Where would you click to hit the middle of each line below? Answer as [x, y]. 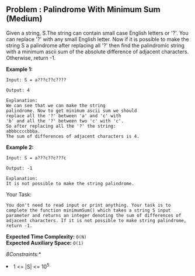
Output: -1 [19, 168]
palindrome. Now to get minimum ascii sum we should [72, 111]
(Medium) [24, 19]
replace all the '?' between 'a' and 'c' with [64, 116]
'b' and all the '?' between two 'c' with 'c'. [65, 121]
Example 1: [20, 69]
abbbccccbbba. [23, 131]
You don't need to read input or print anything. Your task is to [88, 205]
